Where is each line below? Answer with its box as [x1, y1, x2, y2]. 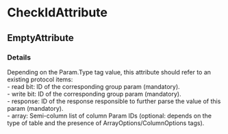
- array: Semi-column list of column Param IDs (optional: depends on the [7, 111, 212, 120]
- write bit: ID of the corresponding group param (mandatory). [7, 90, 181, 98]
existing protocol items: [7, 75, 73, 83]
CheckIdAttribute [7, 5, 108, 21]
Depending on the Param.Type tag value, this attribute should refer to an [7, 68, 211, 76]
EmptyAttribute [7, 32, 74, 44]
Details [7, 53, 31, 62]
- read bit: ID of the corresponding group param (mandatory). [7, 82, 180, 90]
